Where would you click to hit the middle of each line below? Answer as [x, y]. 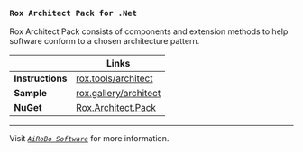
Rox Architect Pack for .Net [73, 13]
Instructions [41, 78]
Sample [31, 94]
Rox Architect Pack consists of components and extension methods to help [149, 31]
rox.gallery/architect [119, 94]
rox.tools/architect [115, 78]
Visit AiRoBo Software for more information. [89, 139]
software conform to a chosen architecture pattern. [105, 41]
